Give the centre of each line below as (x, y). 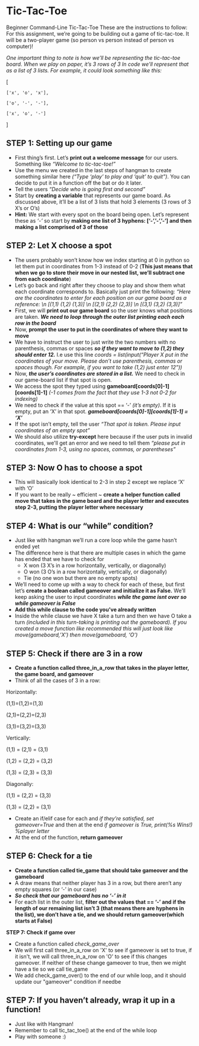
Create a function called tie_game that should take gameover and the (101, 870)
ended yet (27, 547)
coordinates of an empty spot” (52, 430)
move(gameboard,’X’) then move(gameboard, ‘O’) (76, 635)
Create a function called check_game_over (67, 944)
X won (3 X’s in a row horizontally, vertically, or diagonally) (95, 566)
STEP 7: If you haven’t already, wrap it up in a (91, 1001)
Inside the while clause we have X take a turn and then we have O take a (103, 616)
